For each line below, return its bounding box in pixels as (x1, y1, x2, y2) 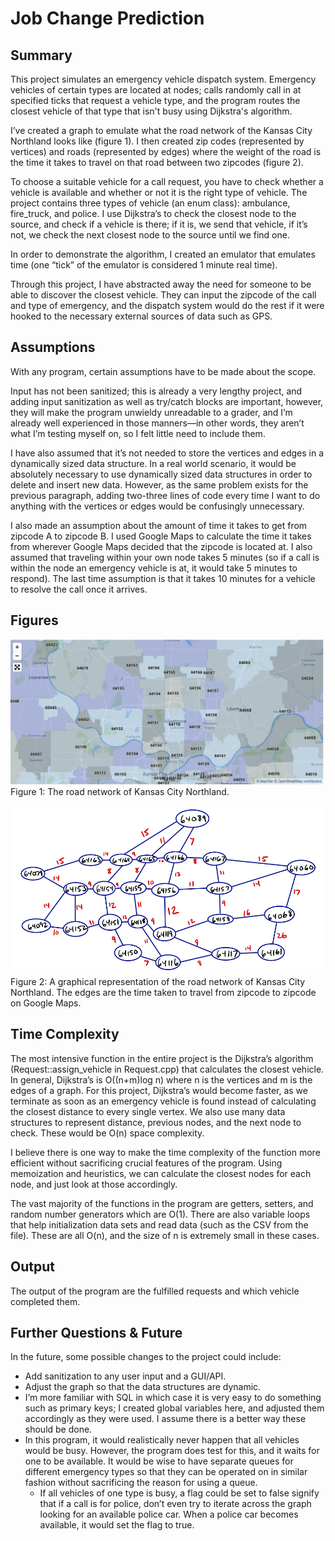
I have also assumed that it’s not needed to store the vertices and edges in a (10, 447, 325, 459)
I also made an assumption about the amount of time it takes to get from (10, 519, 308, 531)
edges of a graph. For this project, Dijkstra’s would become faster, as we (10, 1084, 308, 1096)
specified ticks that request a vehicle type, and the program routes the (10, 95, 301, 106)
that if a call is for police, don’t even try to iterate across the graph (39, 1498, 312, 1510)
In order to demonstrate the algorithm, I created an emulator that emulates (10, 248, 316, 260)
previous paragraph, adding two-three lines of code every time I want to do (10, 489, 321, 501)
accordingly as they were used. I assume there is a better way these (24, 1413, 307, 1425)
